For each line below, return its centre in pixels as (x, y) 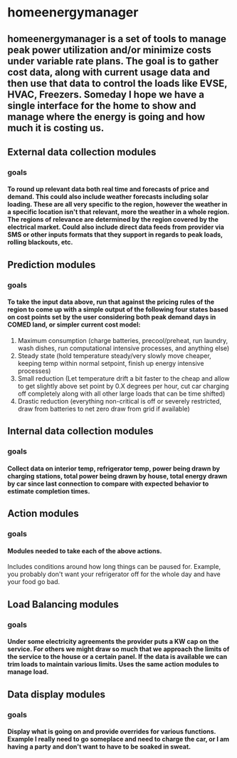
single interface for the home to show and (102, 105)
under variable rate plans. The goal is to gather (113, 61)
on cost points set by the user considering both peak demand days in (112, 317)
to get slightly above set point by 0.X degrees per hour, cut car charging (123, 386)
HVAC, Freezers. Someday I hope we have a (106, 94)
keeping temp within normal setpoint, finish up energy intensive (111, 363)
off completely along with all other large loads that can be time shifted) (121, 394)
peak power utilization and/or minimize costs (110, 50)
